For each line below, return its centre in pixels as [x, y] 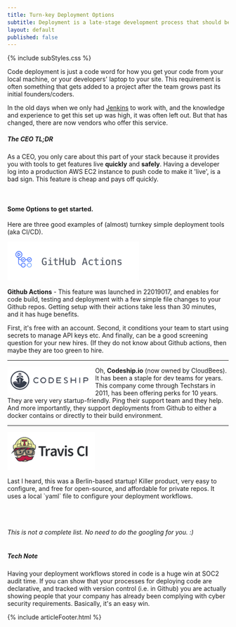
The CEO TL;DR [31, 139]
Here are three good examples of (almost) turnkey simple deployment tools [116, 225]
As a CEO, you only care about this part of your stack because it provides [113, 157]
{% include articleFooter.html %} [54, 617]
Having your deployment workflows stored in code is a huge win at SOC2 [113, 573]
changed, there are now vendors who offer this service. [88, 123]
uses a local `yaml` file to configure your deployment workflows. [100, 496]
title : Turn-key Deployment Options [61, 15]
